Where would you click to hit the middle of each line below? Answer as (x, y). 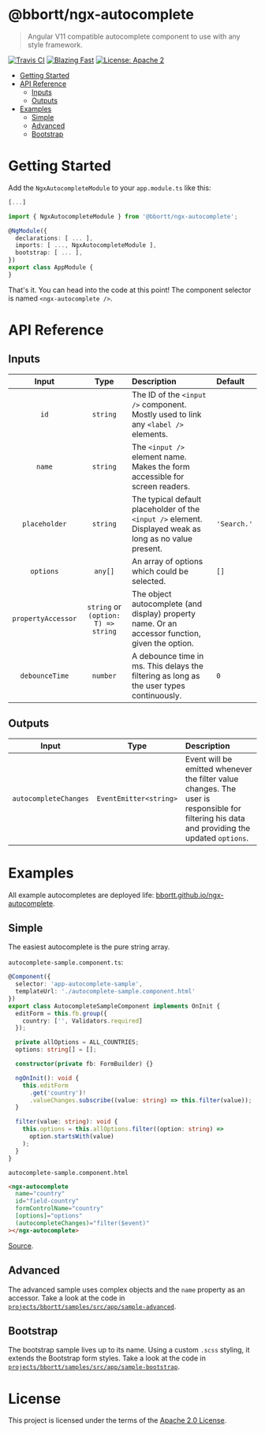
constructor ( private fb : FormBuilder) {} (84, 1064)
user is (198, 799)
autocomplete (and (167, 604)
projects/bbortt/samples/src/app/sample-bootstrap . (94, 1367)
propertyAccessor (45, 618)
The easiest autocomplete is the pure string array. (89, 947)
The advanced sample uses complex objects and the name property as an (127, 1289)
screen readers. (161, 486)
